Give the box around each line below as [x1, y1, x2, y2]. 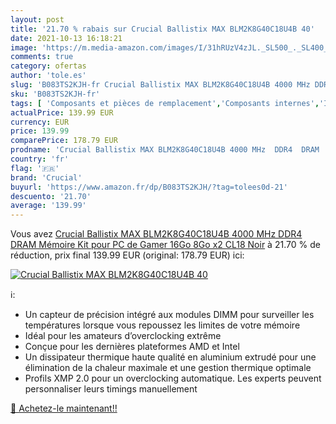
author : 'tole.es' [10, 71, 87, 81]
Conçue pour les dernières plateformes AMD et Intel [24, 341, 240, 353]
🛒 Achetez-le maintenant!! [10, 402, 118, 415]
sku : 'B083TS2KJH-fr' [10, 89, 101, 99]
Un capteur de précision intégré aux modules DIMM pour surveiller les [24, 309, 315, 321]
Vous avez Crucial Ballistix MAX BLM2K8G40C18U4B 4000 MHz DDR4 [10, 228, 303, 240]
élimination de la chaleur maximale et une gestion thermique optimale [24, 362, 312, 374]
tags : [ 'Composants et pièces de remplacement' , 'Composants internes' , [10, 98, 320, 108]
